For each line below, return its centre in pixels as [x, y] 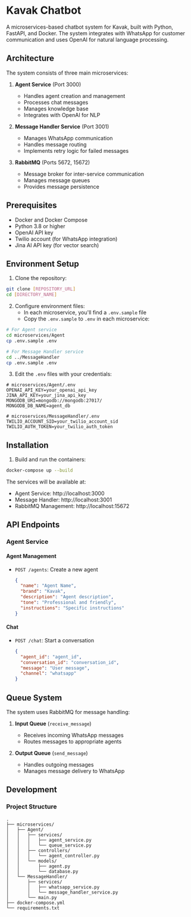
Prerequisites [32, 206]
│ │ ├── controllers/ [38, 850]
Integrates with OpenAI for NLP [62, 115]
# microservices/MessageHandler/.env [53, 416]
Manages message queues [57, 180]
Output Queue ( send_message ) [51, 753]
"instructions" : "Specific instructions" [73, 608]
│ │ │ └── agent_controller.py [53, 856]
